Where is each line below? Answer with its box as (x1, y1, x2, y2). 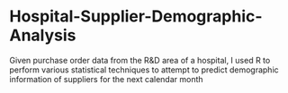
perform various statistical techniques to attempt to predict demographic (9, 64, 279, 75)
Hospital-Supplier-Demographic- (9, 6, 263, 27)
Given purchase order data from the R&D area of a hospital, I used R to (9, 55, 271, 65)
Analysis (9, 25, 76, 46)
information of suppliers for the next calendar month (9, 73, 204, 84)
